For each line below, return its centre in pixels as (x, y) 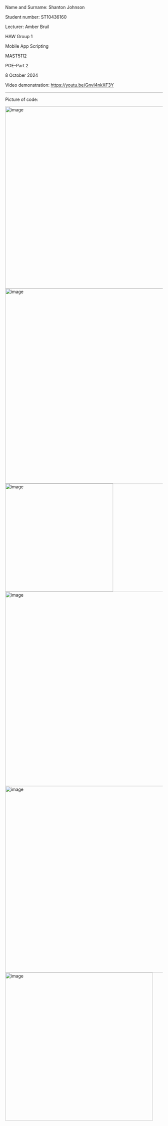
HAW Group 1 (19, 36)
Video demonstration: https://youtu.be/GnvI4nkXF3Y (59, 85)
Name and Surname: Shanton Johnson (45, 7)
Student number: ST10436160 (36, 17)
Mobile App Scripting (27, 46)
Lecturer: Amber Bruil (27, 27)
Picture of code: (22, 99)
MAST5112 (16, 56)
